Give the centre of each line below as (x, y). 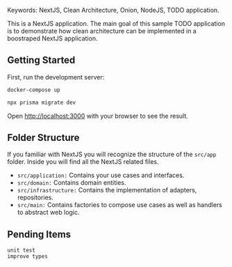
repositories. (35, 197)
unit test (22, 250)
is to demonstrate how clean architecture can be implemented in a (102, 31)
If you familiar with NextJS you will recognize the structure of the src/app (112, 154)
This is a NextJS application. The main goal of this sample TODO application (116, 23)
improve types (28, 257)
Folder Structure (43, 138)
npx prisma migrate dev (42, 102)
